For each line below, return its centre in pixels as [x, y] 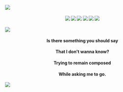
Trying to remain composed [82, 63]
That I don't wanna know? [82, 52]
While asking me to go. [82, 74]
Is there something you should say [82, 40]
